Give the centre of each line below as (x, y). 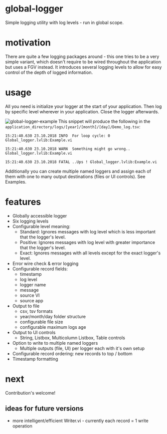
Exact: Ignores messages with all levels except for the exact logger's (90, 253)
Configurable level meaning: (41, 226)
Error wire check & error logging (45, 263)
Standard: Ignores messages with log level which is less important (88, 231)
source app (31, 300)
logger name (33, 284)
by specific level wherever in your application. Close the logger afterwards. (82, 111)
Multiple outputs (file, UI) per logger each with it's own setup (82, 348)
